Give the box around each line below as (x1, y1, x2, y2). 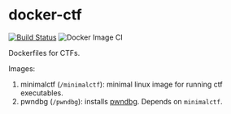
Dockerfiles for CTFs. (8, 48, 81, 57)
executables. (20, 87, 63, 98)
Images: (8, 63, 36, 74)
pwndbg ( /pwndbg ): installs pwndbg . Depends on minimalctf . (20, 96, 223, 106)
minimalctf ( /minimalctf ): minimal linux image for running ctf (20, 79, 223, 89)
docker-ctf (8, 6, 83, 24)
